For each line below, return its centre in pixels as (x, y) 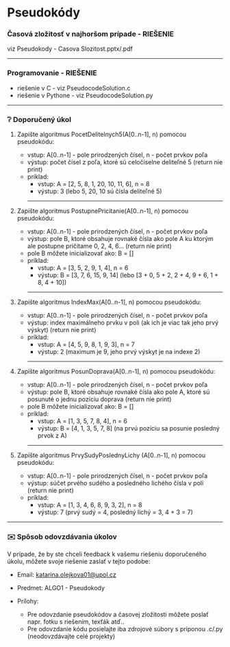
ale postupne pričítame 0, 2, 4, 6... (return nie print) (100, 246)
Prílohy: (28, 601)
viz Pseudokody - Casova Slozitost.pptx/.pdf (70, 49)
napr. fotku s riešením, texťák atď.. (76, 622)
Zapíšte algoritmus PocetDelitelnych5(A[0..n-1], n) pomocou (102, 134)
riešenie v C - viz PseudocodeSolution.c (74, 88)
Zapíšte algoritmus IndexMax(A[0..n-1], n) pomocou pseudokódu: (109, 302)
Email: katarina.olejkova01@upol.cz (66, 575)
